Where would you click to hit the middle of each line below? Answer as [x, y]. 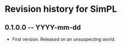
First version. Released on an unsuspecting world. [64, 39]
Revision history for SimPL [61, 9]
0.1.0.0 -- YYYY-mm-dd [43, 27]
